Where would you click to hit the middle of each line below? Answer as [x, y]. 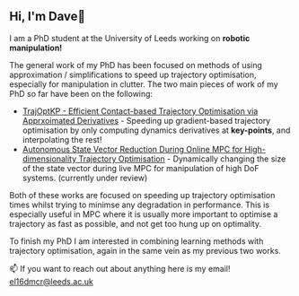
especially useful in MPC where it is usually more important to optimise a [144, 214]
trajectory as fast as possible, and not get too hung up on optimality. [136, 223]
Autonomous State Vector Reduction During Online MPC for [132, 149]
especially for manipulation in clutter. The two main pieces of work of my [144, 84]
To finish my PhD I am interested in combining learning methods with [136, 241]
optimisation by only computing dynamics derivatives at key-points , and [156, 130]
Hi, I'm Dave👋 [48, 17]
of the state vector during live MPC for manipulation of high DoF [141, 168]
